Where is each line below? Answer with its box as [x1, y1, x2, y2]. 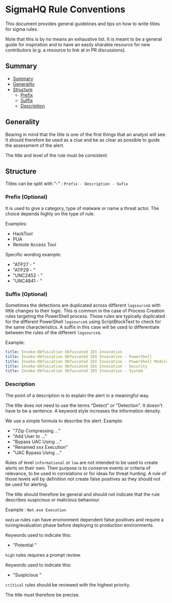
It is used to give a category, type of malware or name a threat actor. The [5, 205, 159, 211]
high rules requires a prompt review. [5, 552, 81, 558]
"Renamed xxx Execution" [12, 444, 68, 450]
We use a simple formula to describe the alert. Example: [5, 418, 123, 424]
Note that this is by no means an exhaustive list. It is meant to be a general [5, 36, 162, 42]
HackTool [12, 230, 33, 237]
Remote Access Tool [12, 241, 56, 248]
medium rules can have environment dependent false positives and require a [5, 516, 164, 522]
